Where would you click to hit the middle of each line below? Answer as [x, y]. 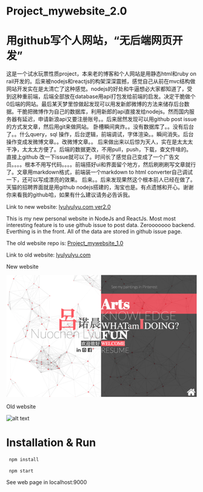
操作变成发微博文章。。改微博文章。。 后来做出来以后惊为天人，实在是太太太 [100, 142]
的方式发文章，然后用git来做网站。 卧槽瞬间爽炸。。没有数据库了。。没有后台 [100, 127]
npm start [21, 471]
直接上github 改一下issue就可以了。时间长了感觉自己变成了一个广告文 [93, 157]
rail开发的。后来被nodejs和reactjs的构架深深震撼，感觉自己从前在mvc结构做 [101, 81]
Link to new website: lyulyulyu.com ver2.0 [59, 207]
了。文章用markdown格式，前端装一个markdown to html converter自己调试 [100, 172]
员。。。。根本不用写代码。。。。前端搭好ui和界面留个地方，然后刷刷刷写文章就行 [101, 165]
